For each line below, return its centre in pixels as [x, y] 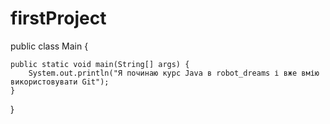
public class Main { [49, 46]
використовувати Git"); [60, 82]
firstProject [58, 18]
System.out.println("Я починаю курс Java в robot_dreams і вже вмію [174, 73]
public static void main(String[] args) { [100, 64]
